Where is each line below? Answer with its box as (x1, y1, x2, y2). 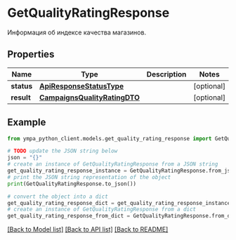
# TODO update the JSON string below (7, 147, 118, 155)
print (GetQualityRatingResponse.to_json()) (7, 180, 137, 187)
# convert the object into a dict (7, 193, 109, 200)
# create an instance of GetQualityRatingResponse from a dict (7, 206, 197, 213)
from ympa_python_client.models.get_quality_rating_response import (7, 135, 212, 142)
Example (7, 116, 46, 128)
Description (146, 69, 187, 79)
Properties (7, 48, 55, 60)
